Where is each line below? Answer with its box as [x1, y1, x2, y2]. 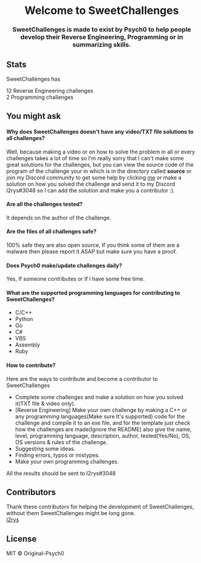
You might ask [6, 111, 61, 121]
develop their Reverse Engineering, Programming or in [20, 33, 183, 41]
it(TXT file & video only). [15, 400, 76, 407]
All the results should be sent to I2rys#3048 [6, 470, 116, 477]
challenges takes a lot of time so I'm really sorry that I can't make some [6, 154, 184, 161]
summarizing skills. [72, 41, 131, 49]
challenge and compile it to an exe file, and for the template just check [15, 419, 191, 426]
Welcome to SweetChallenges [24, 4, 179, 18]
